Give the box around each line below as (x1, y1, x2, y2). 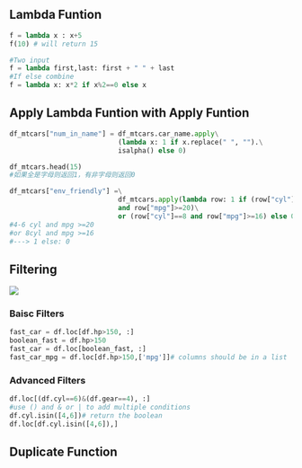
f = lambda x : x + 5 (9, 31, 83, 40)
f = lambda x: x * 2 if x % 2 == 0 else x (9, 81, 147, 90)
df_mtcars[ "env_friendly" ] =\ (9, 187, 123, 196)
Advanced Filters (9, 374, 86, 386)
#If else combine (9, 72, 75, 82)
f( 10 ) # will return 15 (9, 40, 99, 49)
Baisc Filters (9, 307, 65, 320)
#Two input (9, 56, 50, 65)
